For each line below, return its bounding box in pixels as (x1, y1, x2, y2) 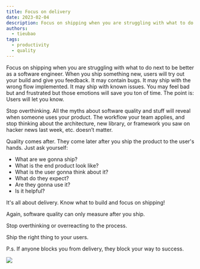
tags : (6, 36, 20, 42)
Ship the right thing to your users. (6, 233, 89, 240)
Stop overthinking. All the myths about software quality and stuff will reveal (6, 107, 191, 114)
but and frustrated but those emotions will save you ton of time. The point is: (6, 89, 194, 96)
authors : (6, 25, 28, 32)
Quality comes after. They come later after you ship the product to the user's (6, 138, 195, 145)
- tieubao (11, 31, 36, 37)
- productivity (11, 42, 50, 48)
